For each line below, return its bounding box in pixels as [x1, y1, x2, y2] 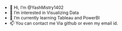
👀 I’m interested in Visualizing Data [9, 10, 79, 15]
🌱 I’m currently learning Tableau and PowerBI [9, 15, 100, 20]
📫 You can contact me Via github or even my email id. [9, 20, 118, 26]
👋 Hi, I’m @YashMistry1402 [9, 5, 64, 10]
